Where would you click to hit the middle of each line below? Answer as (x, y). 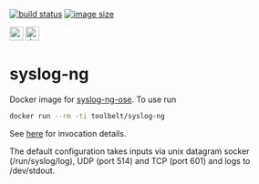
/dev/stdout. (32, 170)
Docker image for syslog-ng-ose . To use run (93, 99)
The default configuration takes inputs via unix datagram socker (129, 151)
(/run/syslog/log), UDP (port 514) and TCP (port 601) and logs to (130, 160)
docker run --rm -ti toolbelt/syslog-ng (88, 116)
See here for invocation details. (68, 133)
